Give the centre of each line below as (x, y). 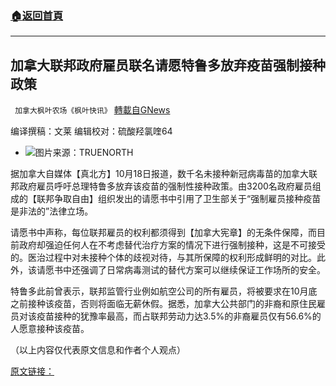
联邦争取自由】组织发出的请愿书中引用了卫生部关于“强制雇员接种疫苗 (179, 199)
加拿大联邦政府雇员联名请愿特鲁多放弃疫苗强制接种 (168, 65)
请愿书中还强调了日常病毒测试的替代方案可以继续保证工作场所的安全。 (181, 270)
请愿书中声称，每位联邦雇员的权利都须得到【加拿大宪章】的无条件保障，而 (163, 233)
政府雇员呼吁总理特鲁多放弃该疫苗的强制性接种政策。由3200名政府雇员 (165, 186)
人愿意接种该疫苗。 (50, 329)
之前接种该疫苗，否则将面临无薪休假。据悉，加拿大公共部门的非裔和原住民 (163, 304)
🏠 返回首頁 (37, 15)
